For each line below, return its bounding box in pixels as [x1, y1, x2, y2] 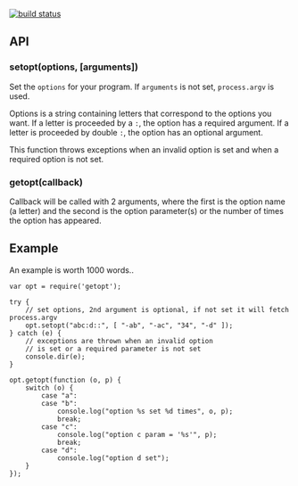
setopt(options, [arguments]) [9, 61, 138, 73]
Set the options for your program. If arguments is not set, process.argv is [9, 81, 275, 92]
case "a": [41, 391, 78, 400]
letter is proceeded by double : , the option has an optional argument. [9, 127, 263, 137]
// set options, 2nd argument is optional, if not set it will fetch [25, 305, 290, 314]
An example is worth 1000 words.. [9, 264, 134, 276]
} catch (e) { [9, 328, 62, 338]
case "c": [41, 422, 78, 432]
